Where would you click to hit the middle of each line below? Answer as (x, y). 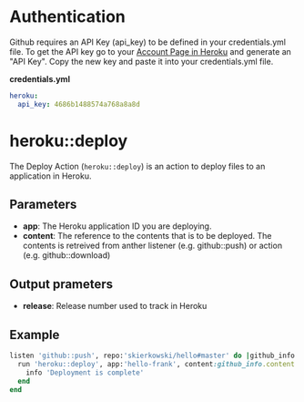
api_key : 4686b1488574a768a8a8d (79, 104)
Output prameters (61, 284)
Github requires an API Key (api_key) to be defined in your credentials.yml (148, 42)
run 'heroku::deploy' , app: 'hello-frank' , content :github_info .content (157, 364)
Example (35, 335)
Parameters (43, 205)
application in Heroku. (51, 176)
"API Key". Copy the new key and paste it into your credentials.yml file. (142, 61)
